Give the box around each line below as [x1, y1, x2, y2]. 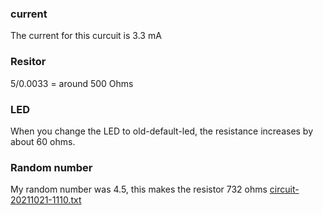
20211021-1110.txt [10, 194, 82, 206]
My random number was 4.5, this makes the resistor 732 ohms [10, 183, 268, 196]
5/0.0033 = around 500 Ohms [10, 77, 134, 89]
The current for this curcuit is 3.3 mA [10, 30, 162, 42]
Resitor [10, 55, 47, 69]
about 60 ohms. [10, 135, 76, 147]
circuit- [269, 183, 300, 196]
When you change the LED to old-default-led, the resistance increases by [10, 125, 314, 137]
